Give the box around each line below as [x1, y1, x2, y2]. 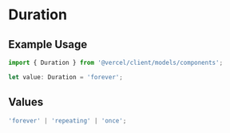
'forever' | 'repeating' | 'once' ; [8, 116, 127, 125]
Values [8, 95, 44, 109]
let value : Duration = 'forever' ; [8, 73, 124, 81]
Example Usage [8, 38, 88, 51]
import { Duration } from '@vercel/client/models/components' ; [8, 58, 224, 66]
